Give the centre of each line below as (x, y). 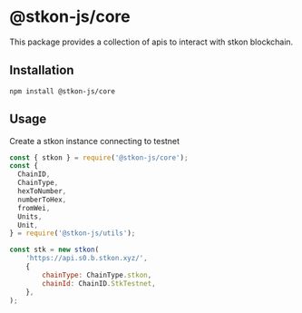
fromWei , (34, 208)
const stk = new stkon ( (54, 250)
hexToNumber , (42, 191)
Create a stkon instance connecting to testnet (94, 141)
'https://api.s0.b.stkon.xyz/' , (87, 259)
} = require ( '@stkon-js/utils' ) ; (73, 233)
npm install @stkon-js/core (63, 91)
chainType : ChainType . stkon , (97, 275)
